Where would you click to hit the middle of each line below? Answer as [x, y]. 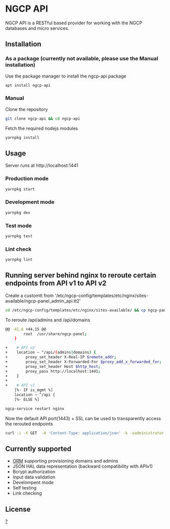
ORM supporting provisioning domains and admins [65, 461]
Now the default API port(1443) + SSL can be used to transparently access [83, 418]
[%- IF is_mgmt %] [34, 390]
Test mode [18, 225]
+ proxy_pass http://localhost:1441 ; [53, 371]
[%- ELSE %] [27, 399]
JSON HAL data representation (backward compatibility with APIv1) [83, 466]
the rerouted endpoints [29, 424]
